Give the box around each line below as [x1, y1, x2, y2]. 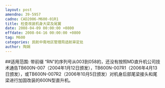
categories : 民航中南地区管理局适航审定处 [5, 40, 84, 45]
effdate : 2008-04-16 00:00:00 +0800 [5, 30, 81, 35]
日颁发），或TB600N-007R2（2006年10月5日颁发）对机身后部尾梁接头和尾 [5, 71, 158, 77]
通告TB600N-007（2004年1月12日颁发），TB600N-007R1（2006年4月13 [9, 65, 158, 71]
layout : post [5, 7, 32, 12]
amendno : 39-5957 [5, 12, 41, 17]
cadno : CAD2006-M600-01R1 [5, 16, 58, 21]
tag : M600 [5, 35, 26, 40]
